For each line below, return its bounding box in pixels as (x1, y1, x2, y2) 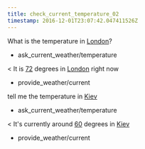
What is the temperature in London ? (7, 36, 112, 45)
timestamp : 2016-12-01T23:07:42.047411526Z (7, 17, 139, 24)
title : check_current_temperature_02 (7, 10, 119, 18)
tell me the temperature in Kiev (7, 92, 97, 101)
